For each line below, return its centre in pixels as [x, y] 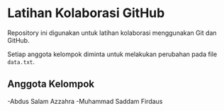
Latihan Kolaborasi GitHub [86, 13]
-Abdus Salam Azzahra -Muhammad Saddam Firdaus [85, 101]
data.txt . [21, 61]
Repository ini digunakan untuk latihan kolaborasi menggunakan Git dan [112, 33]
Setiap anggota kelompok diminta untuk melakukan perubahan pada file [112, 54]
